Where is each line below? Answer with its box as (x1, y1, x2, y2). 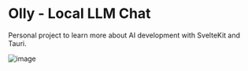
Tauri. (8, 38, 27, 48)
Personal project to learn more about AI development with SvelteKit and (8, 30, 241, 40)
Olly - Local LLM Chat (8, 5, 151, 23)
